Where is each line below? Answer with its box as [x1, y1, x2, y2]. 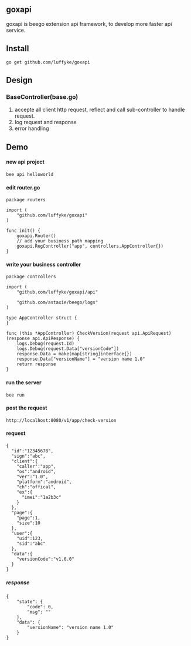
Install [6, 44, 29, 54]
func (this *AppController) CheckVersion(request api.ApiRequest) [6, 331, 172, 337]
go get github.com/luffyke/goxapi [6, 59, 91, 65]
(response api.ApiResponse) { [6, 335, 80, 342]
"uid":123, [16, 535, 43, 541]
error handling [14, 125, 49, 132]
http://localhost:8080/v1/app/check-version [6, 417, 117, 423]
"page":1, [16, 515, 41, 521]
